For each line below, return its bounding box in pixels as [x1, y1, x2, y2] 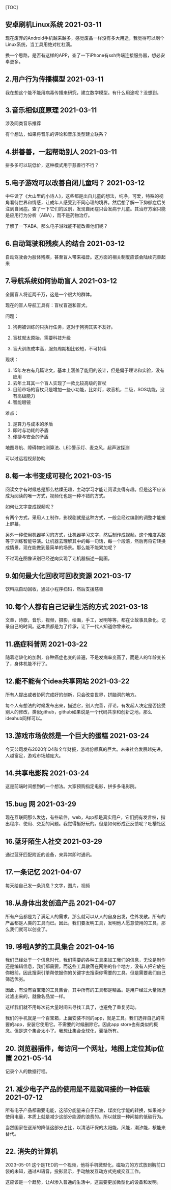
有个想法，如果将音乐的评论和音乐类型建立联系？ [5, 131, 108, 137]
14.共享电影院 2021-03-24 [5, 769, 90, 777]
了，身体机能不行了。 [5, 660, 50, 667]
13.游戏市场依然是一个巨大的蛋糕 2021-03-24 [5, 731, 149, 740]
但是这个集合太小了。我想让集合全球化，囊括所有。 [14, 1028, 121, 1034]
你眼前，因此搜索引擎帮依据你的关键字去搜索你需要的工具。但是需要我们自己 [5, 970, 166, 976]
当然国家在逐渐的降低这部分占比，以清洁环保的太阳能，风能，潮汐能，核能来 [5, 1125, 166, 1131]
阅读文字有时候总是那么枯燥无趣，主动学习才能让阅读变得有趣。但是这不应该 [5, 486, 166, 492]
